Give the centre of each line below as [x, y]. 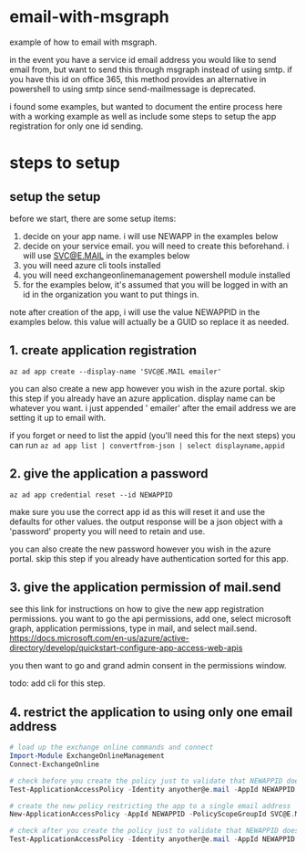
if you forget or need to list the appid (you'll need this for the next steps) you [153, 435]
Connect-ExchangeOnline [55, 764]
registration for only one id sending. [76, 126]
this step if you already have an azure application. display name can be [143, 398]
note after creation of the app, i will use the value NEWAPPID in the [135, 311]
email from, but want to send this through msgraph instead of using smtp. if [151, 69]
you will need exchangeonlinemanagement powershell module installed [157, 275]
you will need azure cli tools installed [92, 265]
